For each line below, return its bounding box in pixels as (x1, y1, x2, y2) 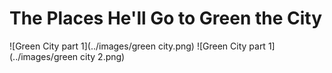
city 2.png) (80, 50, 126, 62)
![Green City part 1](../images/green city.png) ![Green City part (9, 40, 266, 52)
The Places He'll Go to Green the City (9, 7, 323, 30)
